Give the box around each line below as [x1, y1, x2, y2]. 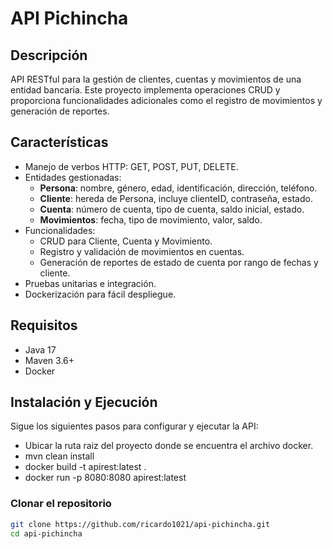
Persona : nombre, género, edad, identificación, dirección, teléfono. [39, 182, 318, 194]
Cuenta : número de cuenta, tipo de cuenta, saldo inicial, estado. [39, 203, 305, 215]
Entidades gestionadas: [24, 171, 122, 183]
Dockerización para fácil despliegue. [24, 288, 177, 300]
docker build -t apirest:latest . [24, 461, 147, 473]
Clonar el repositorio [10, 497, 112, 511]
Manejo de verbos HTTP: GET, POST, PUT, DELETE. [24, 160, 239, 172]
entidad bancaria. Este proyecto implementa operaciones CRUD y [10, 84, 281, 96]
